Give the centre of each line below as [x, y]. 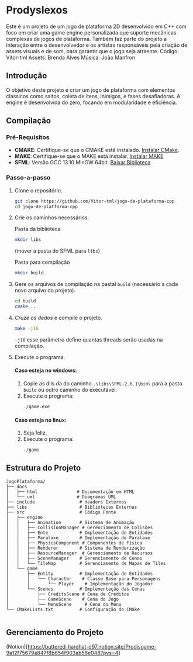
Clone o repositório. [38, 190]
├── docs [17, 487]
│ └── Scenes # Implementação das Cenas [75, 589]
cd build [25, 301]
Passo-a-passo [28, 178]
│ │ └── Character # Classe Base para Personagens [83, 579]
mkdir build [29, 273]
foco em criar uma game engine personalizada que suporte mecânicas [91, 32]
